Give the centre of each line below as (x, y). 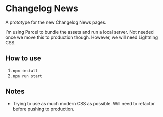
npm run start (27, 76)
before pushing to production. (43, 109)
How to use (23, 59)
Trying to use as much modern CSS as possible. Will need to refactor (84, 103)
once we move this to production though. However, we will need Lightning (82, 37)
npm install (25, 71)
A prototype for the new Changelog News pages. (56, 22)
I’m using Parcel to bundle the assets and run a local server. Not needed (79, 32)
